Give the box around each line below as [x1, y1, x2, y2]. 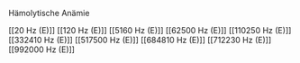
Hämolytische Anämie [8, 8, 90, 18]
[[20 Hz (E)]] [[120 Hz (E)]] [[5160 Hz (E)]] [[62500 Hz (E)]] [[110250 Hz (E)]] [8, 25, 292, 35]
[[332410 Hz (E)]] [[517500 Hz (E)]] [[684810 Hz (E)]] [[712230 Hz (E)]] [8, 35, 272, 45]
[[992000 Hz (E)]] [8, 44, 76, 55]
